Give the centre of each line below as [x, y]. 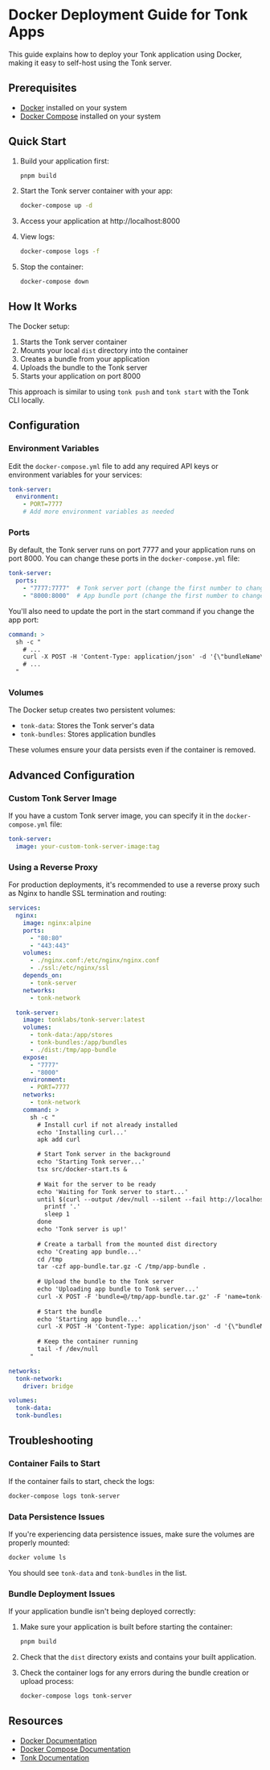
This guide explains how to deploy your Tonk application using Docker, [125, 54]
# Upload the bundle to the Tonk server [106, 1282]
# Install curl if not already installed [108, 1125]
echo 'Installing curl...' [82, 1132]
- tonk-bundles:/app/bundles [78, 1043]
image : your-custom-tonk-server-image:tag [88, 846]
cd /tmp [50, 1259]
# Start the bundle [70, 1312]
